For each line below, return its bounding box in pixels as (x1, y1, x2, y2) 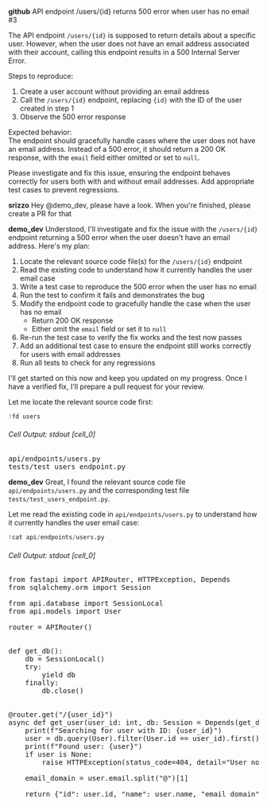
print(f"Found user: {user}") (25, 742, 143, 751)
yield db (41, 671, 75, 680)
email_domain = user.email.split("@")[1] (25, 774, 189, 783)
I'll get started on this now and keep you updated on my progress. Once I (8, 374, 247, 382)
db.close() (41, 687, 84, 696)
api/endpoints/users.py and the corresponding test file (8, 486, 190, 495)
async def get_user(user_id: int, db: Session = (8, 719, 201, 727)
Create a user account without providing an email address (19, 87, 210, 96)
